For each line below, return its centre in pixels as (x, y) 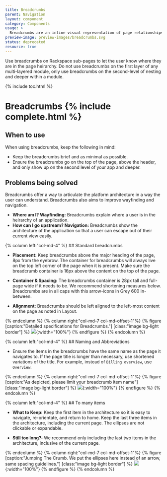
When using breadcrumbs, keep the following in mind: (60, 147)
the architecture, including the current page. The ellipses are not (78, 423)
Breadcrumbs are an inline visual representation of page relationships (86, 33)
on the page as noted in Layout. (45, 311)
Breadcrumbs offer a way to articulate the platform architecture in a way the (83, 195)
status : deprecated (25, 42)
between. (22, 296)
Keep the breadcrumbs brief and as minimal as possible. (70, 156)
